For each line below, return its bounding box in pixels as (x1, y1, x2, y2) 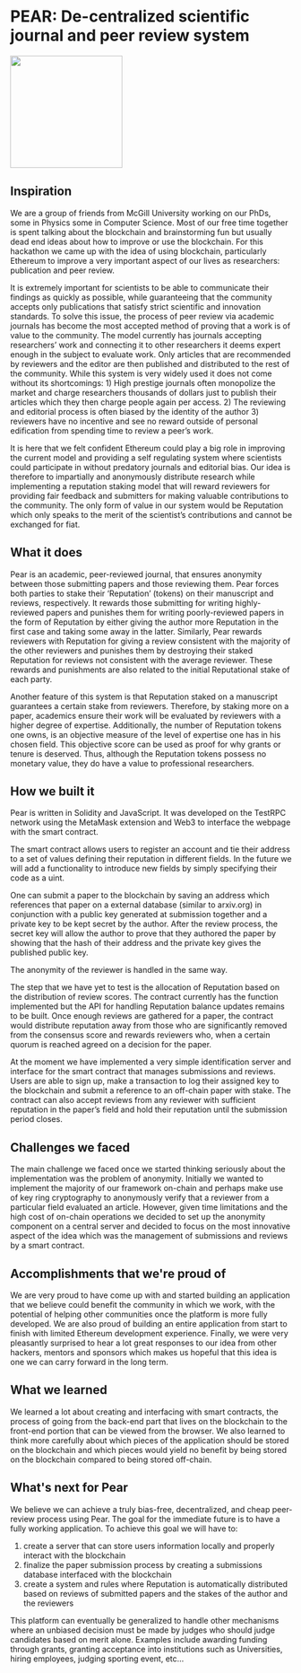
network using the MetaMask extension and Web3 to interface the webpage (10, 817, 291, 828)
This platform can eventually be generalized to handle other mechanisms (10, 1615, 279, 1625)
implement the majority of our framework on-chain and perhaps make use (10, 1183, 284, 1194)
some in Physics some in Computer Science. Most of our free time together (10, 217, 289, 228)
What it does (10, 545, 83, 560)
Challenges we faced (10, 1140, 131, 1155)
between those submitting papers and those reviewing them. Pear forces (10, 578, 279, 589)
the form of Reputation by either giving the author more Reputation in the (10, 617, 279, 627)
